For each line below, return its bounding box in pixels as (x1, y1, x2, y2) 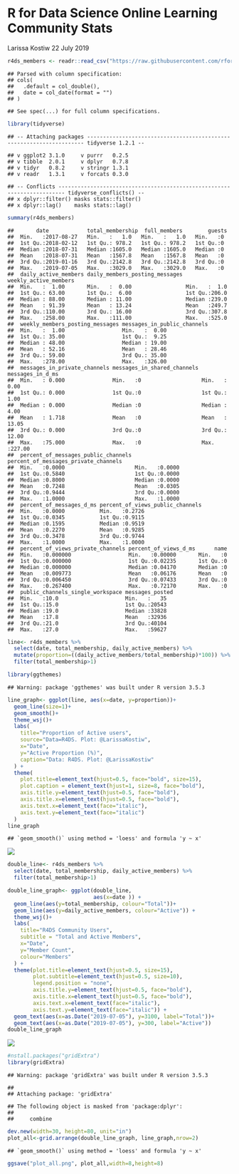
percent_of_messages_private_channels (7, 457, 122, 464)
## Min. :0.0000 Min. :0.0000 (7, 464, 180, 471)
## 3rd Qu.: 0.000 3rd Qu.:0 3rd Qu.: (7, 426, 228, 434)
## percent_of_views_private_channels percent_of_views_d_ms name (7, 545, 228, 552)
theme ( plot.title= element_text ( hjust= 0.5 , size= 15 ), (14, 967, 174, 974)
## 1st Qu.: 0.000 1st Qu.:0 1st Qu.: (7, 389, 228, 396)
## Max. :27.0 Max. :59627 (7, 625, 167, 633)
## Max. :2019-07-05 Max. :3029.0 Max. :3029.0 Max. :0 (7, 264, 224, 271)
